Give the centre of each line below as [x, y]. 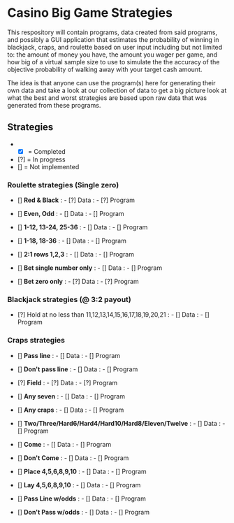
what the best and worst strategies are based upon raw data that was [107, 98]
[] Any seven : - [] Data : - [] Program [71, 396]
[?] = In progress [41, 159]
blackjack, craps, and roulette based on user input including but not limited [115, 47]
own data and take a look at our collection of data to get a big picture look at [117, 90]
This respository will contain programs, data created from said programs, [112, 32]
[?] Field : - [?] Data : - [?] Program [67, 382]
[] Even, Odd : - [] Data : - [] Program [71, 214]
